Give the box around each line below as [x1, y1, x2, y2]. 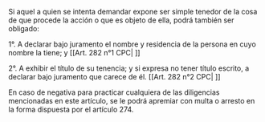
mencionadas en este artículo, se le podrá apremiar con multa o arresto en [8, 96, 255, 105]
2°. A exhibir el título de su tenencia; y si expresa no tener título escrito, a [8, 63, 250, 73]
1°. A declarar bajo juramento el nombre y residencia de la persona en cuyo [8, 39, 257, 49]
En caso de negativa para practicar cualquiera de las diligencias [8, 87, 220, 97]
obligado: [8, 24, 40, 33]
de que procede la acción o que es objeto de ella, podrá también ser [8, 15, 234, 25]
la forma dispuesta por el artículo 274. [8, 104, 134, 114]
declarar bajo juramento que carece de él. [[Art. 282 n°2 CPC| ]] [8, 72, 221, 81]
